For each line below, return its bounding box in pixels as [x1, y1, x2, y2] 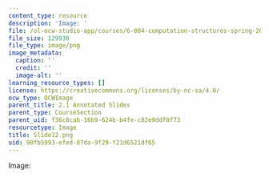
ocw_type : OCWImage [8, 94, 74, 102]
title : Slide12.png [8, 131, 74, 139]
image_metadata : [8, 49, 62, 57]
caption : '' [15, 57, 56, 65]
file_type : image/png [8, 42, 81, 50]
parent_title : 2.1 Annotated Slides [8, 101, 130, 109]
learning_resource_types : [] [8, 79, 106, 87]
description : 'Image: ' [8, 19, 88, 27]
